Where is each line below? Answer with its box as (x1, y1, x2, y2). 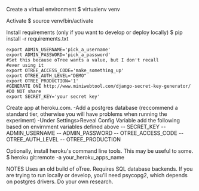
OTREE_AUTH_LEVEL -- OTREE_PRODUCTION (6, 136, 121, 143)
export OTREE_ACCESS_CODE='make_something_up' (6, 67, 124, 73)
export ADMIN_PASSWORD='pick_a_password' (6, 52, 111, 58)
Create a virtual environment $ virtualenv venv (6, 6, 121, 13)
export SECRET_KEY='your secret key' (6, 94, 100, 100)
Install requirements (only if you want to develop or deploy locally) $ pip (6, 29, 183, 36)
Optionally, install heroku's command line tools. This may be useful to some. (6, 147, 194, 155)
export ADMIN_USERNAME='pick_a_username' (6, 47, 111, 53)
